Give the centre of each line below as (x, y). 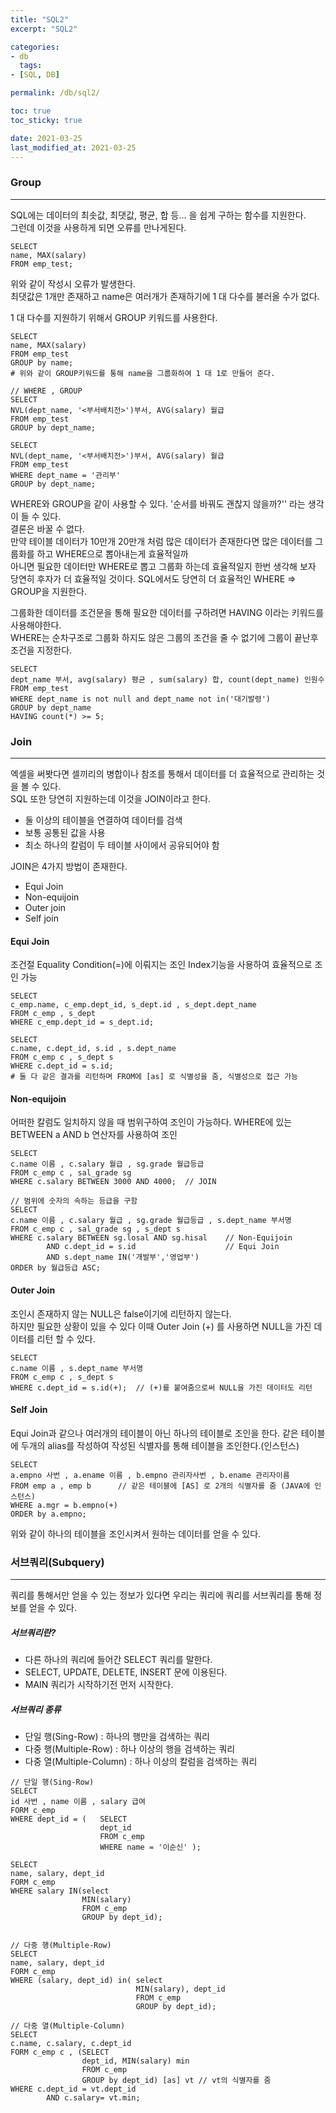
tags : (31, 66)
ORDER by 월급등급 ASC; (55, 1268)
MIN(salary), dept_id (180, 1989)
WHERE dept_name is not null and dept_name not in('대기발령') (141, 699)
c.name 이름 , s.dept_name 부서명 (77, 1368)
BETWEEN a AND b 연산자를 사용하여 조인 (94, 1135)
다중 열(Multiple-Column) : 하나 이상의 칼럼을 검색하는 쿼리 (141, 1762)
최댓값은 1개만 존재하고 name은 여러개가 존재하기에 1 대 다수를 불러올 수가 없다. (165, 296)
